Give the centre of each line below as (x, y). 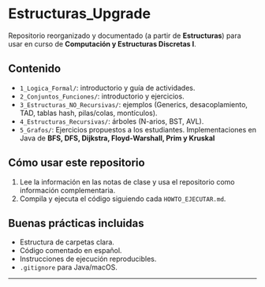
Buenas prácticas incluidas (76, 223)
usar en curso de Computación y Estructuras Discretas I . (102, 43)
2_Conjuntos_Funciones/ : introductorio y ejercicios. (102, 96)
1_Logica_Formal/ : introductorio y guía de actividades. (107, 88)
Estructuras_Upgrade (80, 14)
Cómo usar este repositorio (77, 163)
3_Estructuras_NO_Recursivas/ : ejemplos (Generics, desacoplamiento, (134, 104)
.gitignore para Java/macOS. (69, 267)
